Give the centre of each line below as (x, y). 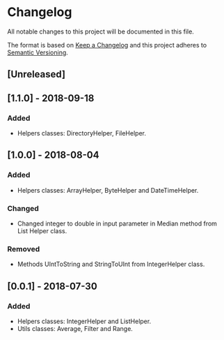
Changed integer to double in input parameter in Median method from (117, 223)
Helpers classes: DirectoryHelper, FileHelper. (81, 133)
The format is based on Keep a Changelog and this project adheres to (107, 45)
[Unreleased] (37, 74)
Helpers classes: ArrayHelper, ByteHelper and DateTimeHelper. (108, 190)
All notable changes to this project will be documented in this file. (101, 31)
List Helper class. (42, 231)
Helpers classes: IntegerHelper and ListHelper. (84, 321)
